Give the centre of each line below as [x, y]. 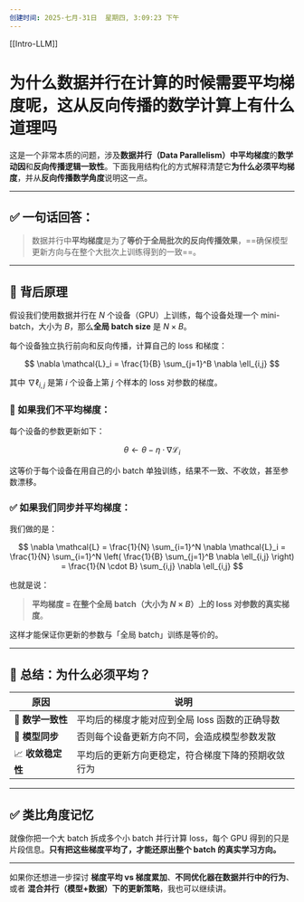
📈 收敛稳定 [38, 754]
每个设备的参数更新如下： [57, 432]
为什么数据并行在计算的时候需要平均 [144, 83]
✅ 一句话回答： [52, 217]
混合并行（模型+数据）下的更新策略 [93, 888]
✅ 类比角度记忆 [52, 815]
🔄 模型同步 [36, 736]
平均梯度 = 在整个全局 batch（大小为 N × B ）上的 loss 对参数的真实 [157, 604]
